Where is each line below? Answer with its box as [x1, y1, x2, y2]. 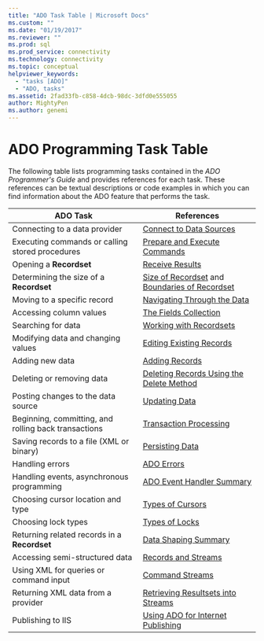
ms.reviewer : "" [8, 33, 61, 42]
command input [12, 574, 71, 585]
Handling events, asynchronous [12, 471, 129, 482]
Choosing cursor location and [12, 493, 122, 504]
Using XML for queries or [12, 564, 105, 575]
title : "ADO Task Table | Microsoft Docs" [8, 11, 149, 20]
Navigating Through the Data [142, 294, 250, 305]
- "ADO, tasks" [15, 84, 65, 93]
